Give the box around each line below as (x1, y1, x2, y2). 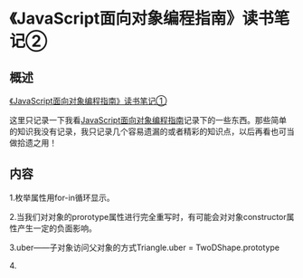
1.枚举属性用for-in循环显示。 (9, 192, 115, 203)
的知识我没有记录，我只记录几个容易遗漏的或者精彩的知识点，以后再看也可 (9, 126, 287, 137)
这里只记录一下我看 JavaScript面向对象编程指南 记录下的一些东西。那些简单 (9, 115, 288, 125)
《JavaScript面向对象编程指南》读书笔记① (9, 96, 167, 106)
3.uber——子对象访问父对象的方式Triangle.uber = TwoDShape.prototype (9, 242, 280, 253)
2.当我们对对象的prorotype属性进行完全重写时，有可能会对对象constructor (9, 211, 287, 222)
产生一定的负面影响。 (16, 223, 97, 234)
